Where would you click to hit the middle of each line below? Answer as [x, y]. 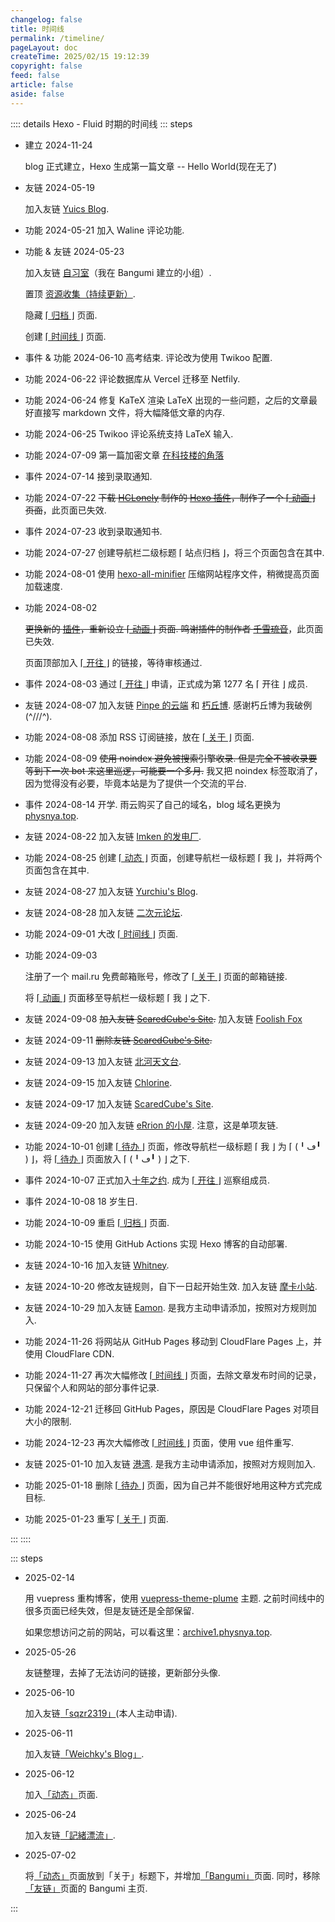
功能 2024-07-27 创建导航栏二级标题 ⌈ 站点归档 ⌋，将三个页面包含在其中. [174, 552]
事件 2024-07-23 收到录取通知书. [93, 531]
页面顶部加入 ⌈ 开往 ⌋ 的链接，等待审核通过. [113, 662]
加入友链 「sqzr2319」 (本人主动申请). [101, 1713]
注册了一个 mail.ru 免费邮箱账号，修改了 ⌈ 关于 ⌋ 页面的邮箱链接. [156, 976]
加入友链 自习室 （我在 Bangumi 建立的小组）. [118, 272]
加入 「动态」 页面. [61, 1794]
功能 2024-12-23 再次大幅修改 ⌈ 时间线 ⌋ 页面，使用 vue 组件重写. [159, 1442]
